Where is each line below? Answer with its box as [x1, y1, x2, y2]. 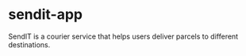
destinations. [8, 39, 51, 49]
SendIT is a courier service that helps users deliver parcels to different [8, 32, 239, 41]
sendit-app [8, 6, 83, 24]
